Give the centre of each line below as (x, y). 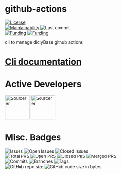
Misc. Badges (33, 138)
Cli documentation (43, 62)
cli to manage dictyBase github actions (44, 42)
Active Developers (43, 84)
